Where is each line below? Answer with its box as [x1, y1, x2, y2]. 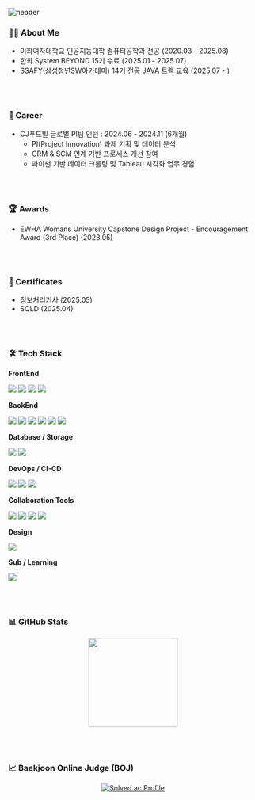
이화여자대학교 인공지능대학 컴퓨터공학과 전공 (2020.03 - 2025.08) [19, 46, 230, 55]
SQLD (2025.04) [19, 304, 74, 314]
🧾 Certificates [8, 276, 63, 287]
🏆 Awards [8, 203, 50, 214]
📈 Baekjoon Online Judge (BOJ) [8, 762, 135, 773]
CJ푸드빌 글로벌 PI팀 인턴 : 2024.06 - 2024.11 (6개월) [19, 129, 188, 139]
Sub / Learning [8, 558, 58, 567]
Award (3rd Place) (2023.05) [19, 232, 113, 242]
